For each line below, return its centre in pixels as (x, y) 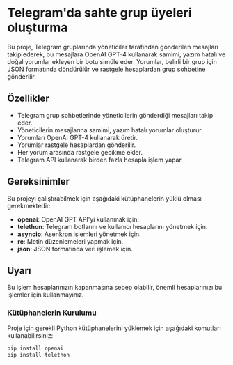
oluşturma (38, 28)
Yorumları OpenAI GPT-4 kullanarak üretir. (77, 137)
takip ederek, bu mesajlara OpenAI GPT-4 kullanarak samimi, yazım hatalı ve (116, 54)
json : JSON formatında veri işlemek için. (75, 249)
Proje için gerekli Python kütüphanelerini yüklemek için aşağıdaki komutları (114, 328)
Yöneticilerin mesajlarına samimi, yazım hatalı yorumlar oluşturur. (110, 130)
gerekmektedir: (29, 205)
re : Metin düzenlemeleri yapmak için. (70, 241)
